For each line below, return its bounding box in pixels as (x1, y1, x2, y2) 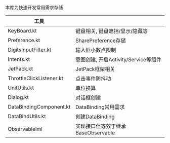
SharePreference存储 (75, 37, 126, 44)
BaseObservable (75, 129, 115, 136)
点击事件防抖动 (75, 75, 111, 82)
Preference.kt (8, 37, 40, 44)
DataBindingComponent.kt (8, 103, 71, 110)
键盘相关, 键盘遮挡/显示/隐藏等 (75, 27, 148, 34)
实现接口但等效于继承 (75, 123, 126, 129)
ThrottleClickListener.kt (8, 75, 64, 82)
